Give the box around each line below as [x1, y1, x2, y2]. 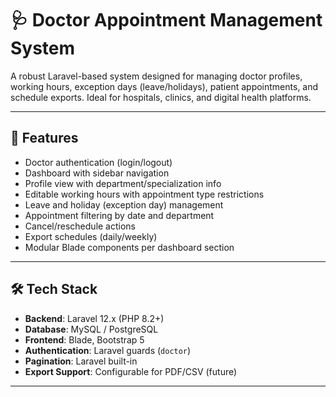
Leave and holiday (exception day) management [24, 198, 224, 211]
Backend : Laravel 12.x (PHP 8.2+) [24, 312, 165, 324]
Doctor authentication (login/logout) [24, 156, 173, 168]
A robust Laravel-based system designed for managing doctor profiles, [10, 70, 303, 82]
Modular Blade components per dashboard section [24, 241, 235, 253]
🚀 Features [10, 130, 79, 147]
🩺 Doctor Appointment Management [10, 9, 323, 32]
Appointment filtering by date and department [24, 209, 215, 221]
